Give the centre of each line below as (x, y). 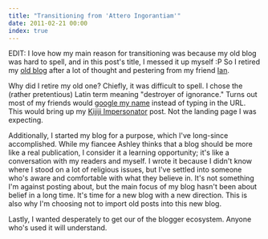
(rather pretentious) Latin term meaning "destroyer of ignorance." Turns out (133, 95)
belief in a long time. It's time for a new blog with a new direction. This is (128, 195)
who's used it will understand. (58, 228)
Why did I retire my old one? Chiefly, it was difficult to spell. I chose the (126, 86)
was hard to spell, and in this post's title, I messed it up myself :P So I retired (134, 62)
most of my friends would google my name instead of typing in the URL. (127, 103)
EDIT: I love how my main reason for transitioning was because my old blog (132, 54)
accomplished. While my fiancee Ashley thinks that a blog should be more (130, 144)
